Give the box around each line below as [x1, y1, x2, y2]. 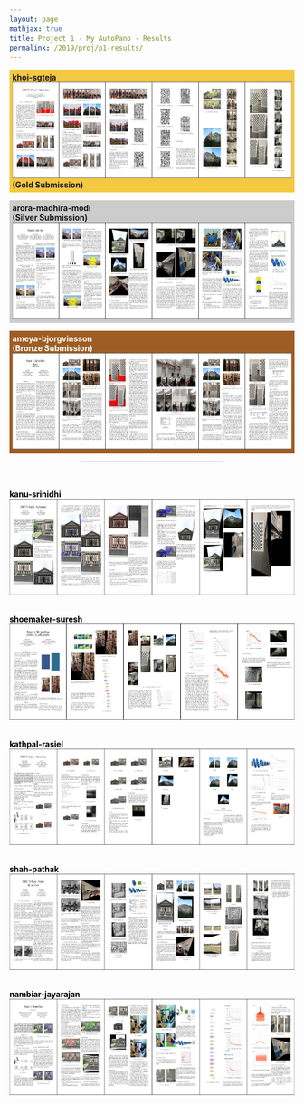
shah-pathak [9, 864, 60, 875]
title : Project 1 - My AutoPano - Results [9, 33, 172, 43]
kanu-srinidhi [9, 489, 62, 500]
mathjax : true [9, 24, 63, 33]
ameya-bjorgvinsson [12, 333, 93, 344]
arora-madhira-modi [12, 203, 91, 214]
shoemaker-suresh [9, 614, 83, 624]
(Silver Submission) [12, 213, 89, 224]
